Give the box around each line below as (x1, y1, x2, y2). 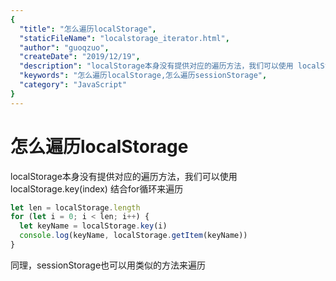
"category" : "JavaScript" (19, 80, 128, 90)
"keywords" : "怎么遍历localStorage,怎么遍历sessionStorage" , (19, 71, 268, 81)
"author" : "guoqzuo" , (19, 42, 110, 53)
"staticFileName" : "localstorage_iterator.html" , (19, 33, 230, 43)
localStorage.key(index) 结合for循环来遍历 (10, 182, 184, 195)
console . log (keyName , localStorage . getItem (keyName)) (19, 231, 248, 241)
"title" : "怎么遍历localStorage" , (19, 24, 157, 34)
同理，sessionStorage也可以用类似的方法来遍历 (10, 259, 207, 271)
